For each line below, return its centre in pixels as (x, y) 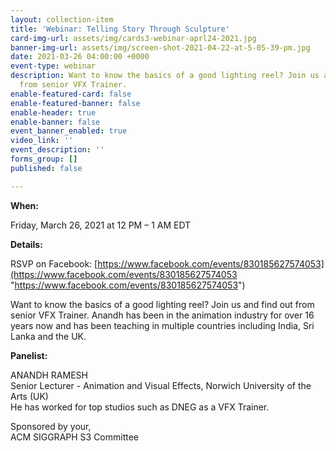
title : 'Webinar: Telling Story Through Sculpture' (120, 29)
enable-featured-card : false (71, 94)
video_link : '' (42, 141)
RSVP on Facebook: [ (54, 263)
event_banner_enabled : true (69, 131)
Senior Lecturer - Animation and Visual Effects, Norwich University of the (161, 385)
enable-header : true (53, 112)
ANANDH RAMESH (49, 375)
